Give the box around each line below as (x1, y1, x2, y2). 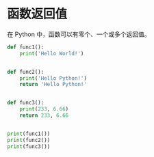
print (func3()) (7, 143, 51, 150)
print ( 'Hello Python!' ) (19, 74, 88, 82)
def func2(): (7, 68, 44, 75)
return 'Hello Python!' (19, 81, 88, 88)
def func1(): (7, 44, 44, 51)
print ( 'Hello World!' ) (19, 50, 84, 57)
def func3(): (7, 100, 44, 106)
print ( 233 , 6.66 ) (19, 106, 69, 113)
